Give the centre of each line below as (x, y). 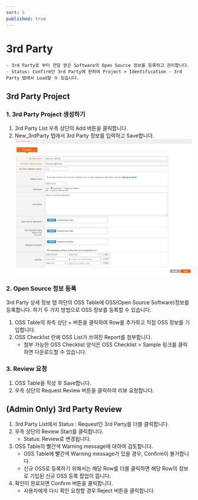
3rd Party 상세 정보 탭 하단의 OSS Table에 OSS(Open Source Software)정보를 (98, 302)
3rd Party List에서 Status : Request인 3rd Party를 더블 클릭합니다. (92, 424)
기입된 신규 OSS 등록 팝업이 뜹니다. (70, 476)
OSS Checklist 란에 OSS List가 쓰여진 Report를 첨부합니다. (83, 337)
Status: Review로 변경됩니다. (57, 439)
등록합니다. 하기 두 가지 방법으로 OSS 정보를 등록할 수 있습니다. (79, 310)
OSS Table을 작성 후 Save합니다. (53, 383)
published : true (26, 19)
